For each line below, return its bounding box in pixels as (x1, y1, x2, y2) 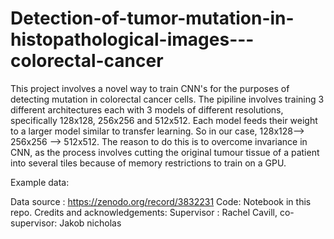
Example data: (10, 176, 70, 188)
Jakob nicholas (59, 217, 122, 229)
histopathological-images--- (10, 28, 255, 51)
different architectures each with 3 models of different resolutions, (10, 103, 284, 116)
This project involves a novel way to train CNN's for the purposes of (10, 82, 290, 94)
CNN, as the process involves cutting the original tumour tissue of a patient (10, 146, 320, 158)
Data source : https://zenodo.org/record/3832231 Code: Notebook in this (10, 195, 312, 207)
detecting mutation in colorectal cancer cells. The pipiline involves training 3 (10, 93, 325, 105)
